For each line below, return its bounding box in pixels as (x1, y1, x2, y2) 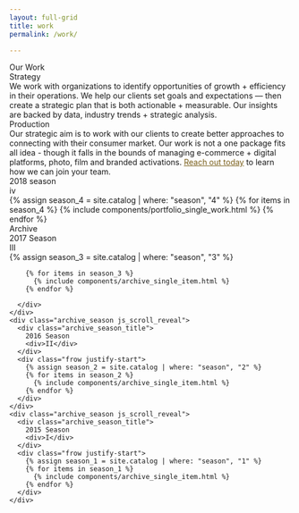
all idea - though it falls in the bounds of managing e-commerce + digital (9, 147, 277, 158)
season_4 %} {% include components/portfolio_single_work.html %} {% (9, 205, 275, 215)
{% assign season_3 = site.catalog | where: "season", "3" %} (9, 252, 235, 263)
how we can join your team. (9, 166, 112, 177)
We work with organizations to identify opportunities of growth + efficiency (9, 81, 286, 92)
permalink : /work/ (9, 29, 78, 38)
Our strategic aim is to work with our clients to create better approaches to (9, 129, 285, 139)
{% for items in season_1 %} (25, 465, 134, 474)
